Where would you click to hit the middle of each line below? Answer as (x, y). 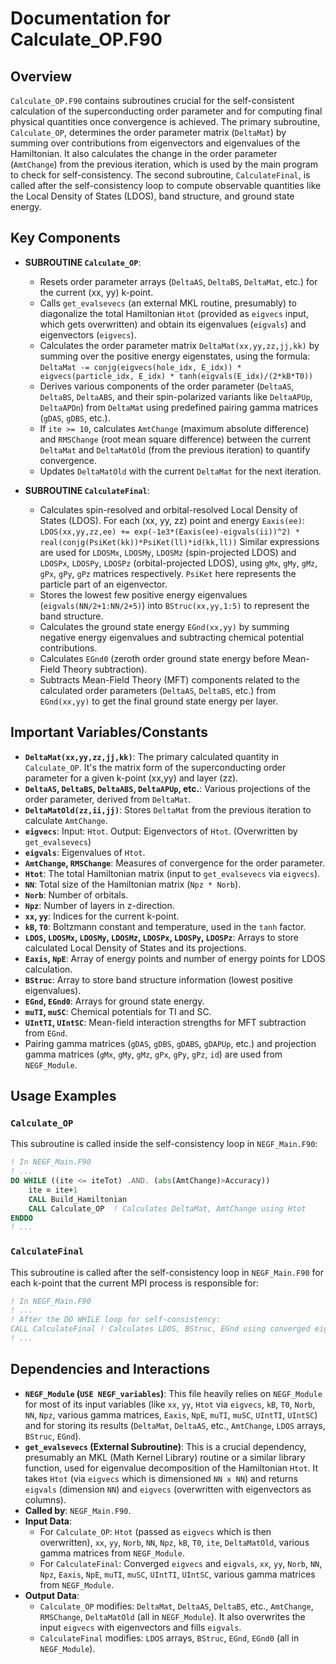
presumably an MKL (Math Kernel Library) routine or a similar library (165, 1457)
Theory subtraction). (105, 669)
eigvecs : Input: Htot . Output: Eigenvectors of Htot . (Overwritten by (161, 831)
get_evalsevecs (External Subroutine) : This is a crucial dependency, (165, 1446)
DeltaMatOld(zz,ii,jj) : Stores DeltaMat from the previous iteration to (168, 809)
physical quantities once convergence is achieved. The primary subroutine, (165, 121)
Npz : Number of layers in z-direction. (99, 905)
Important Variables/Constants (109, 732)
